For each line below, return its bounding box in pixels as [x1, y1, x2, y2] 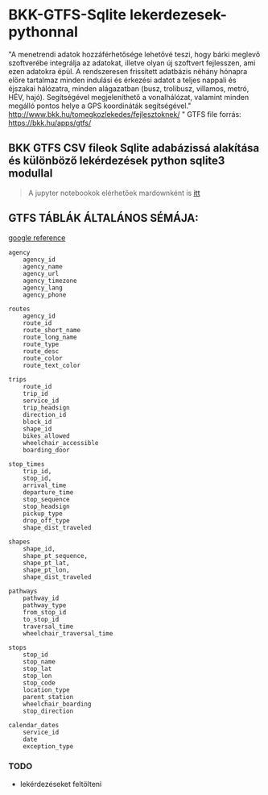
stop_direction [23, 707, 74, 715]
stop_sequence [23, 495, 70, 503]
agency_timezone [23, 277, 78, 285]
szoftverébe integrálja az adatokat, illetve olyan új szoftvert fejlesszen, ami [8, 58, 256, 68]
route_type [23, 340, 60, 348]
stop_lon [23, 672, 52, 680]
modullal [8, 167, 53, 181]
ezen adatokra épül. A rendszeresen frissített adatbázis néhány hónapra [8, 66, 248, 76]
